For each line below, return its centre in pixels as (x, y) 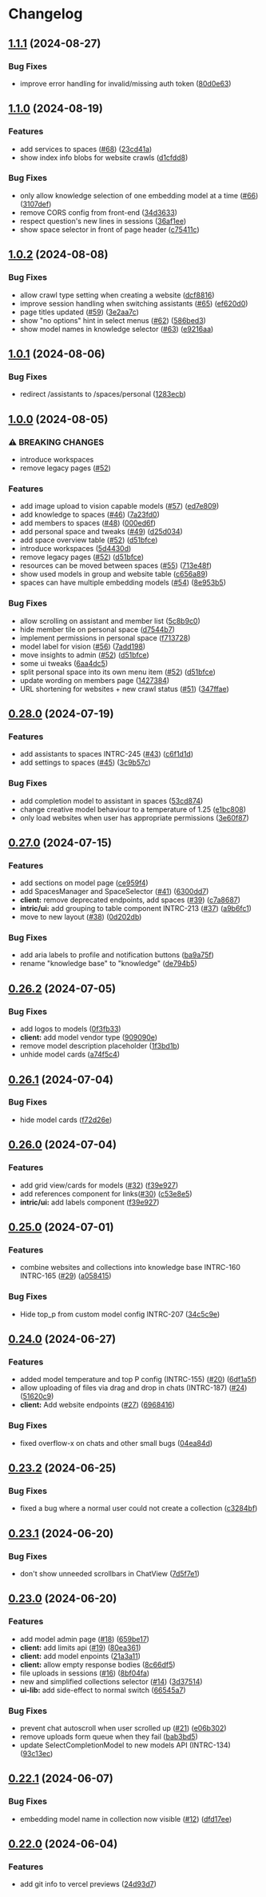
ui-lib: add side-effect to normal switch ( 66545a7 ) (103, 1690)
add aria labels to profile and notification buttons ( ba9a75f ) (117, 955)
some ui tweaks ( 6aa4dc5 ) (64, 663)
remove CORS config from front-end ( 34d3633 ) (99, 212)
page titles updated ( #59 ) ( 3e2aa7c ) (79, 312)
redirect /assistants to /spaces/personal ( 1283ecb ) (103, 394)
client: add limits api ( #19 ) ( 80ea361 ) (80, 1647)
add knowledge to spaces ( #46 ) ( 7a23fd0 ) (89, 515)
